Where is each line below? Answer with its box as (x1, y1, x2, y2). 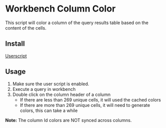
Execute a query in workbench (12, 86, 76, 92)
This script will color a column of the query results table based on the (5, 20, 149, 26)
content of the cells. (5, 25, 47, 31)
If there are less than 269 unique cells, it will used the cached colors (20, 96, 161, 103)
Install (5, 40, 25, 48)
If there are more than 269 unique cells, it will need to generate (20, 102, 150, 108)
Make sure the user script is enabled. (12, 81, 89, 87)
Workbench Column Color (5, 3, 116, 15)
